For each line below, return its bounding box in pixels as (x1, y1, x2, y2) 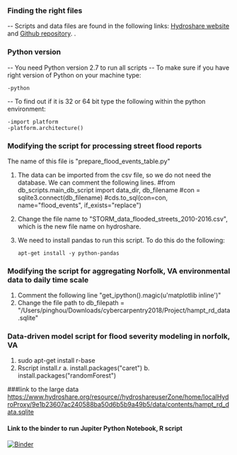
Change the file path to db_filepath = (17, 299, 125, 307)
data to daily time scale (7, 275, 89, 285)
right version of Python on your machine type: (7, 70, 141, 80)
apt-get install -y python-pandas (17, 249, 120, 257)
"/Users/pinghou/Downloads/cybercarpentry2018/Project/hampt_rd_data (17, 306, 231, 314)
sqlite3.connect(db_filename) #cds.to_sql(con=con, (17, 193, 168, 202)
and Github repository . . (7, 29, 76, 38)
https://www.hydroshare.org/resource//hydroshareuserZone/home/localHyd (7, 393, 229, 401)
